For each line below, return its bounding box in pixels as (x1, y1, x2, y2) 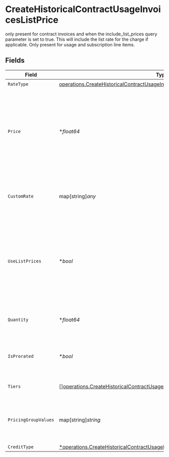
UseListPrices (8, 258, 42, 264)
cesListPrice (5, 14, 59, 26)
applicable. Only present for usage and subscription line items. (5, 41, 135, 47)
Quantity (8, 316, 29, 322)
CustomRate (8, 193, 34, 199)
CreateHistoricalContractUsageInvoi (5, 4, 161, 15)
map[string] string (59, 416, 101, 423)
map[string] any (59, 192, 96, 200)
